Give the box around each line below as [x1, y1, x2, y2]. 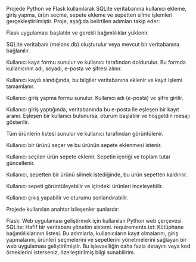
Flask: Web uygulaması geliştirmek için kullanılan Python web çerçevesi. [6, 217, 183, 224]
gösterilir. [6, 118, 29, 126]
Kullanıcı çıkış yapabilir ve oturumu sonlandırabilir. [6, 194, 129, 201]
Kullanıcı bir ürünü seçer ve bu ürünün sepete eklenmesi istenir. [6, 142, 162, 148]
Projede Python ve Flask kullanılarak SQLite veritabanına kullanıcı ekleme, [6, 5, 186, 12]
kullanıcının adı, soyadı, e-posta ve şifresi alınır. [6, 65, 122, 72]
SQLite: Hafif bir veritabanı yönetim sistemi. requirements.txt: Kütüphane [6, 223, 184, 230]
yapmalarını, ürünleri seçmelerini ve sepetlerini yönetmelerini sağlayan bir [6, 236, 187, 243]
